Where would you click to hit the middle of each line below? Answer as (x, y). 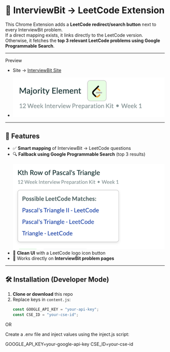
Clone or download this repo (43, 294)
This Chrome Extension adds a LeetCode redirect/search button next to (81, 24)
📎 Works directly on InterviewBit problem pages (63, 258)
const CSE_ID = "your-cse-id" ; (46, 315)
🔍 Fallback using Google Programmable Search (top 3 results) (79, 154)
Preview (14, 60)
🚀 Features (23, 136)
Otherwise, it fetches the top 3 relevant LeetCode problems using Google (83, 41)
